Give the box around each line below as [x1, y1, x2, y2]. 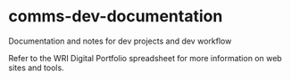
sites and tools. [8, 62, 64, 73]
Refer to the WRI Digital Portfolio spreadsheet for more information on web [8, 52, 282, 63]
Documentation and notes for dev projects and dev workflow [8, 36, 232, 46]
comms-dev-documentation [8, 6, 223, 27]
